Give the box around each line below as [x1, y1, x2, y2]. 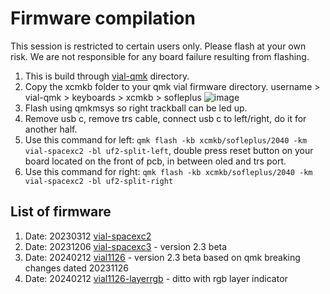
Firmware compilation [10, 7, 196, 30]
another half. [24, 123, 78, 135]
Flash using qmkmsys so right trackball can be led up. [24, 102, 248, 114]
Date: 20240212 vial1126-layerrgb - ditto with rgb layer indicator [24, 272, 288, 284]
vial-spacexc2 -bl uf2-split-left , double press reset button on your [24, 144, 314, 156]
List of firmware [10, 203, 112, 221]
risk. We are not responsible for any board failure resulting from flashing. [10, 50, 310, 62]
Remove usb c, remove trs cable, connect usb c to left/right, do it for [24, 112, 307, 124]
